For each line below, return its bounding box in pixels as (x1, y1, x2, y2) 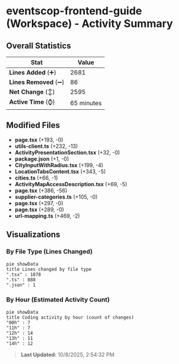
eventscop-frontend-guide (6, 4, 143, 18)
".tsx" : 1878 (6, 272, 42, 277)
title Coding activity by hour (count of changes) (6, 314, 134, 320)
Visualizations (6, 230, 61, 240)
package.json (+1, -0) (14, 155, 70, 162)
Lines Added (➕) (9, 69, 56, 76)
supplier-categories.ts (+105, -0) (14, 193, 98, 200)
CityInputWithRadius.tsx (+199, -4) (14, 161, 103, 168)
